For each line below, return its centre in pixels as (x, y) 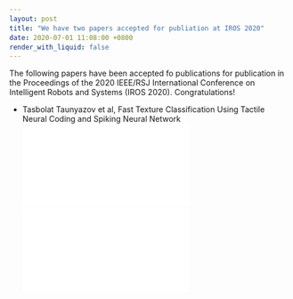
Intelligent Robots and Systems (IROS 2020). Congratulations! (122, 93)
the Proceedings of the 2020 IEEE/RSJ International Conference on (132, 83)
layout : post (33, 19)
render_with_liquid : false (59, 47)
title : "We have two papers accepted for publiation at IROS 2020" (137, 28)
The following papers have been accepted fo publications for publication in (147, 73)
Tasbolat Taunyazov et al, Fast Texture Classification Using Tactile (143, 109)
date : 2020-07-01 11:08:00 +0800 (71, 37)
